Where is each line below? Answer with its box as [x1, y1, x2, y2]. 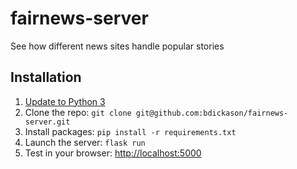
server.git [24, 117, 71, 127]
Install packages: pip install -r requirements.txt [24, 125, 237, 137]
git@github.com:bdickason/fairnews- [135, 108, 289, 118]
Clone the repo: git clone [24, 106, 132, 118]
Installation [10, 69, 82, 86]
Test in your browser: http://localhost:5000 [24, 147, 202, 159]
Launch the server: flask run [24, 136, 146, 148]
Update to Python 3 [24, 95, 106, 107]
